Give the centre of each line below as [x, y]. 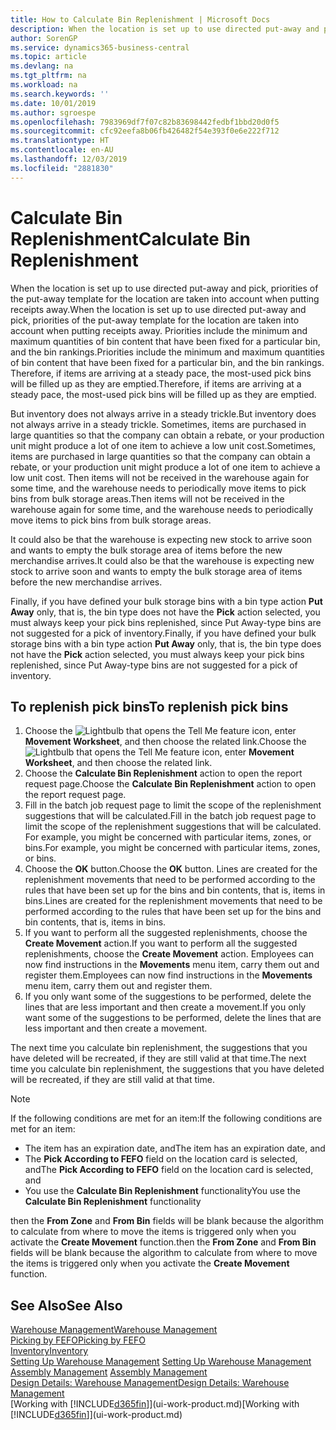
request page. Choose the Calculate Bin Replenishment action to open [170, 784]
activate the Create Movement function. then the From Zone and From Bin [163, 1242]
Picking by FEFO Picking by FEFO [78, 1340]
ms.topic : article [48, 57]
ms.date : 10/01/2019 [53, 103]
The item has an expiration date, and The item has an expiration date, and [175, 1148]
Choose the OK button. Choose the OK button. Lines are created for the [171, 869]
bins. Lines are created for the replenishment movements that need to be [173, 901]
